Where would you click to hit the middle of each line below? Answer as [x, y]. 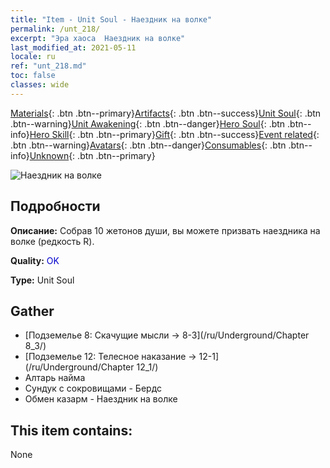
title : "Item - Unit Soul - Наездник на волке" [111, 19]
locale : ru [33, 57]
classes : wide [40, 85]
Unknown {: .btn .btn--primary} [92, 155]
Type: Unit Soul [42, 280]
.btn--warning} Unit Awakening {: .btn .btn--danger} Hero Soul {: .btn [148, 123]
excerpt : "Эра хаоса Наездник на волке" [98, 38]
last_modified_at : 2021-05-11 [73, 47]
